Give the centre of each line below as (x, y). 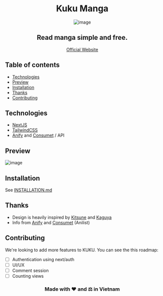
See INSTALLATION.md (29, 190)
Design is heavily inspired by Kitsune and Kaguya (62, 217)
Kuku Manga (82, 9)
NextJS (20, 125)
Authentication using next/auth (43, 259)
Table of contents (32, 65)
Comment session (30, 270)
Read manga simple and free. (82, 38)
